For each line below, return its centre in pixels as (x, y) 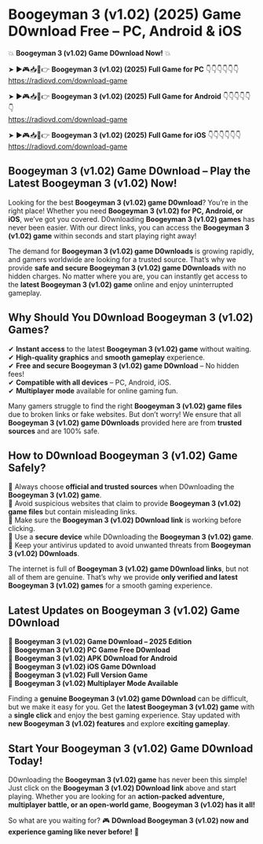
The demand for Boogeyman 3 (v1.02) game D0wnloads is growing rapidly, (131, 251)
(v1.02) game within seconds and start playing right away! (102, 236)
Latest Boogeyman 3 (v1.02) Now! (93, 184)
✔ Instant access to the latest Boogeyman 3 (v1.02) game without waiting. (130, 348)
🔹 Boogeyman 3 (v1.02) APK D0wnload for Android (93, 658)
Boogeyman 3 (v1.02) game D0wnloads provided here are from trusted (125, 422)
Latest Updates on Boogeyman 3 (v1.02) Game (124, 610)
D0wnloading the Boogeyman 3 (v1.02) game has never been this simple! (128, 780)
